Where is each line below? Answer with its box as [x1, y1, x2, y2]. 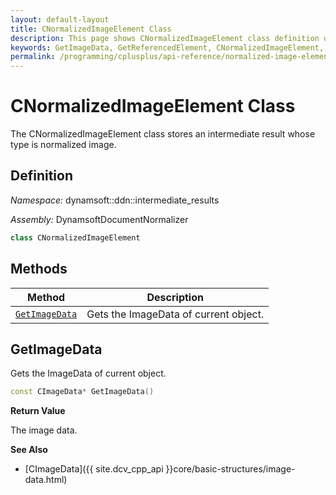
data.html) [24, 474, 68, 486]
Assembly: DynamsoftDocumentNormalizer [10, 213, 189, 225]
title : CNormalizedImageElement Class [10, 24, 172, 34]
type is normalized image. [10, 139, 117, 151]
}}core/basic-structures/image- [165, 463, 296, 475]
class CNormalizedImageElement [10, 232, 141, 243]
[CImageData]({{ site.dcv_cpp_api [24, 463, 164, 475]
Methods [10, 261, 68, 278]
